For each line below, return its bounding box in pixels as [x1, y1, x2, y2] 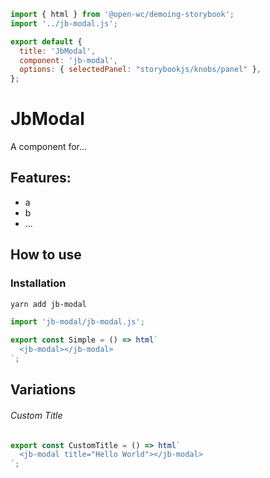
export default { [10, 36, 83, 47]
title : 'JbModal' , [19, 46, 97, 56]
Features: [10, 170, 72, 187]
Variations [10, 381, 77, 399]
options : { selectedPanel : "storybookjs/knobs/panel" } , [19, 65, 262, 75]
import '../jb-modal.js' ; [10, 18, 118, 29]
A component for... [10, 141, 88, 153]
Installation [10, 276, 67, 290]
